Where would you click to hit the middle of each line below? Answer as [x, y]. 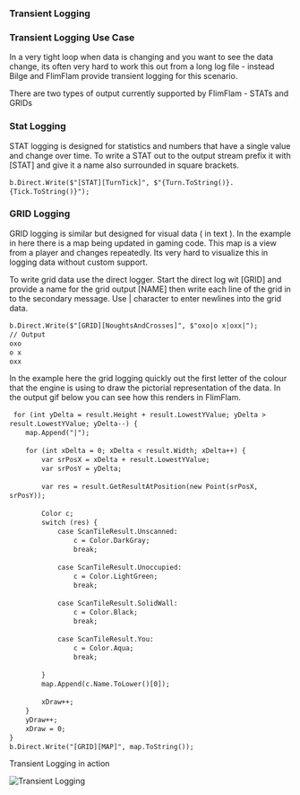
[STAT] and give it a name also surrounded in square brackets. [124, 165]
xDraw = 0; [46, 729]
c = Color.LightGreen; [116, 576]
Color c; [58, 513]
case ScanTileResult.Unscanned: [117, 531]
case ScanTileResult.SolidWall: [117, 603]
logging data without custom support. [78, 262]
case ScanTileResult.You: [105, 639]
